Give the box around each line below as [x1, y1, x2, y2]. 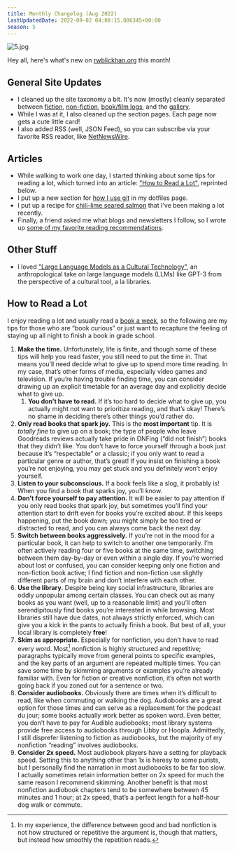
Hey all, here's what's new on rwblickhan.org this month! [7, 56, 171, 65]
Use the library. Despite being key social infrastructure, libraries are [17, 583, 214, 591]
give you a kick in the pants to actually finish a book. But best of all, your [17, 620, 227, 629]
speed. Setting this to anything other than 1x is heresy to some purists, [17, 756, 220, 765]
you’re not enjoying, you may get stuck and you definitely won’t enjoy [17, 464, 218, 472]
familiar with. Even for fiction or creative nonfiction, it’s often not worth [17, 674, 221, 683]
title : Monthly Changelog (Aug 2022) [7, 10, 117, 18]
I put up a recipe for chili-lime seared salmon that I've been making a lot [17, 201, 225, 209]
